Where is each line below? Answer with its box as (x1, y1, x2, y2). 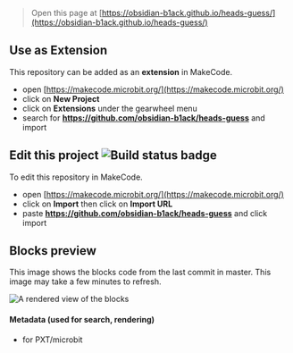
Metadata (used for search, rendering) (9, 315, 155, 325)
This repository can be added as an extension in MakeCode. (9, 66, 233, 77)
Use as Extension (9, 43, 108, 58)
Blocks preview (9, 243, 96, 258)
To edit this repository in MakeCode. (9, 172, 143, 182)
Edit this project (9, 147, 99, 164)
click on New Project (21, 93, 100, 104)
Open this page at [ (30, 8, 103, 18)
